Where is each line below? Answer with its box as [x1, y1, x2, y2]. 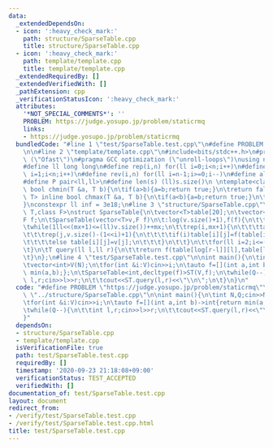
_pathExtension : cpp [15, 87, 85, 96]
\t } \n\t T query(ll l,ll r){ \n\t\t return [23, 246, 162, 254]
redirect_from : [8, 404, 60, 412]
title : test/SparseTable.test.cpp [8, 427, 126, 435]
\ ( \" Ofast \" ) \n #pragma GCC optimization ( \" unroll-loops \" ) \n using [23, 155, 260, 163]
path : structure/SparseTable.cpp [23, 34, 136, 43]
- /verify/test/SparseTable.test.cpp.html [8, 420, 154, 428]
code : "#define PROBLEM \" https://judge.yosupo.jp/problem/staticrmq [15, 283, 256, 292]
